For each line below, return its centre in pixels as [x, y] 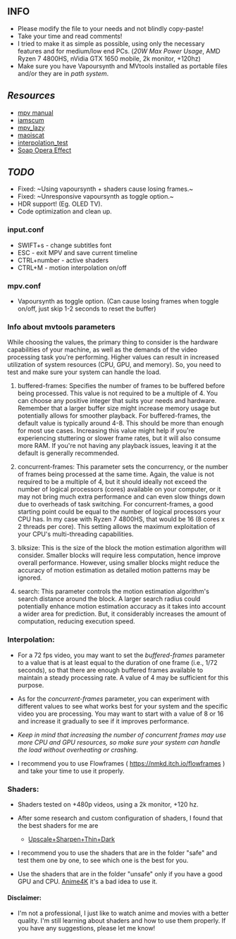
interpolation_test [43, 142]
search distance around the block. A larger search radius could [109, 599]
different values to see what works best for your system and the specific [123, 706]
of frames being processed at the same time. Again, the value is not [116, 474]
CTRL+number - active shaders [63, 260]
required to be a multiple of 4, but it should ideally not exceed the [112, 482]
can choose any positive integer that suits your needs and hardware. [117, 401]
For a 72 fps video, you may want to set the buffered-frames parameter [121, 655]
